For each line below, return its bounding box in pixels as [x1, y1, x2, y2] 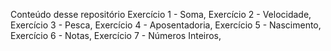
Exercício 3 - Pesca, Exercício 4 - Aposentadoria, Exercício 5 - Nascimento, [10, 19, 322, 31]
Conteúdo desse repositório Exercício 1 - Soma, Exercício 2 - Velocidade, [10, 9, 312, 20]
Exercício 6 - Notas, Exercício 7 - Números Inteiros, [10, 30, 222, 41]
